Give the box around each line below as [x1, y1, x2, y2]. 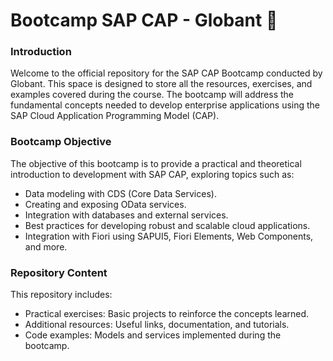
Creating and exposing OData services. [24, 198, 187, 210]
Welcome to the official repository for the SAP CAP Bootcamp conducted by [10, 67, 323, 79]
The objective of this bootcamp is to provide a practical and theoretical [10, 157, 302, 169]
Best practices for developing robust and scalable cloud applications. [24, 219, 311, 231]
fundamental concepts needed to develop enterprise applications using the [10, 99, 321, 111]
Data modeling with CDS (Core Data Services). [24, 187, 217, 199]
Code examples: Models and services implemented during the [24, 329, 282, 341]
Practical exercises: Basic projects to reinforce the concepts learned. [24, 308, 310, 320]
